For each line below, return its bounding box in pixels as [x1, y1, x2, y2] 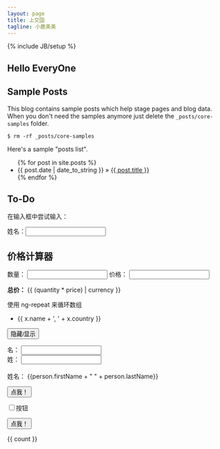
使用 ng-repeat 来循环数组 [7, 300, 82, 309]
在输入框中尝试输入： [7, 213, 68, 221]
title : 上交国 [7, 17, 45, 24]
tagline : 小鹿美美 [7, 23, 57, 30]
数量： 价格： [7, 270, 128, 279]
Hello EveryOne [7, 62, 76, 74]
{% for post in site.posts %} [17, 158, 97, 167]
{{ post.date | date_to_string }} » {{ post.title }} [17, 165, 150, 174]
